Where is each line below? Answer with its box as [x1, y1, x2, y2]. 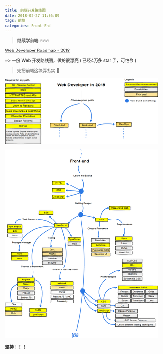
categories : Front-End [5, 23, 51, 28]
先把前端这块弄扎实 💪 [16, 68, 60, 74]
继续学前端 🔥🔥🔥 [16, 38, 49, 44]
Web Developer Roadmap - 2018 [5, 48, 70, 53]
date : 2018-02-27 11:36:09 [5, 13, 60, 18]
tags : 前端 [5, 18, 26, 23]
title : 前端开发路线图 [5, 8, 46, 13]
